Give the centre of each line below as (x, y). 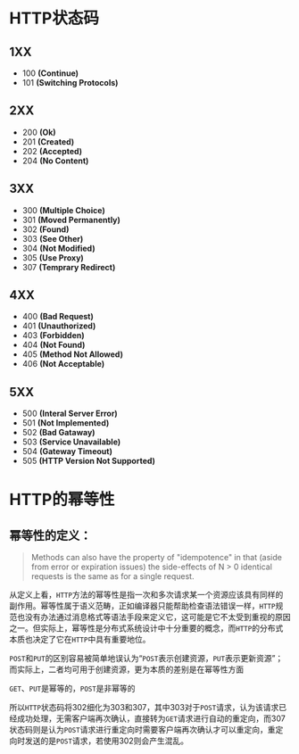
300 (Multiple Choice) (63, 210)
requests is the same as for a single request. (112, 576)
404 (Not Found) (54, 345)
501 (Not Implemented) (66, 423)
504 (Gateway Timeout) (67, 452)
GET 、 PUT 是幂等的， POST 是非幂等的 (72, 689)
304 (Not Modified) (58, 248)
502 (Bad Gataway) (58, 433)
